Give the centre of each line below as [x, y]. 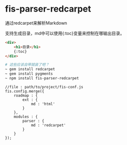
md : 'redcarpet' [48, 125]
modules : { [26, 117]
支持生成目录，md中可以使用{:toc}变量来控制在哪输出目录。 [65, 33]
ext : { [30, 100]
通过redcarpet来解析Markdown [36, 23]
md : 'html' [43, 104]
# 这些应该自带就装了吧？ [27, 65]
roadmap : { [26, 96]
